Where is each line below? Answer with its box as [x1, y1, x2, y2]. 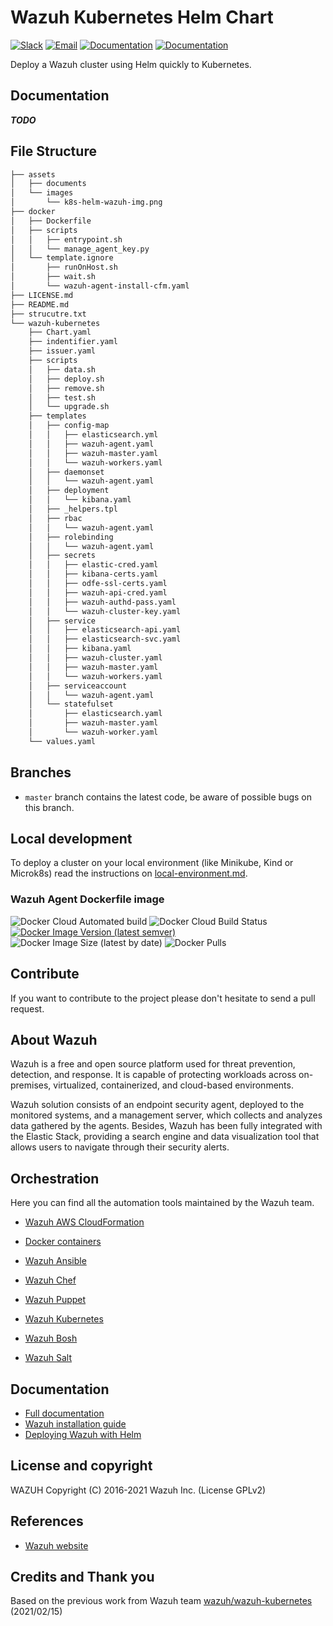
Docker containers [24, 1236, 102, 1248]
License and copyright [10, 1457, 153, 1475]
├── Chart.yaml [28, 327, 92, 338]
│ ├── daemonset [28, 467, 105, 477]
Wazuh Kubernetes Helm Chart [10, 6, 274, 29]
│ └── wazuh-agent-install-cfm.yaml [10, 281, 190, 291]
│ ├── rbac [28, 513, 83, 523]
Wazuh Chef [24, 1274, 77, 1286]
